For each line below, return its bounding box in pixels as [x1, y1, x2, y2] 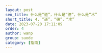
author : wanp [5, 31, 33, 36]
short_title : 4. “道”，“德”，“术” [5, 17, 75, 22]
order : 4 [5, 26, 24, 31]
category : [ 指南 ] [5, 40, 41, 45]
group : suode [5, 36, 33, 41]
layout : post [5, 7, 33, 13]
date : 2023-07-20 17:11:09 [5, 21, 63, 27]
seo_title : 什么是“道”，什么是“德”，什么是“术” [5, 12, 98, 17]
